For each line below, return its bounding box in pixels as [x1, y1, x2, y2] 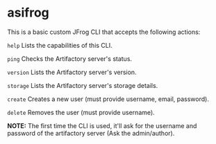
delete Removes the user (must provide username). [7, 108, 155, 116]
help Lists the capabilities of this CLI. [7, 41, 113, 49]
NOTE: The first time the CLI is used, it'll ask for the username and [7, 121, 197, 129]
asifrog [7, 5, 50, 21]
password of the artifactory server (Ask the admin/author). [7, 129, 175, 137]
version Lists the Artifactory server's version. [7, 68, 137, 76]
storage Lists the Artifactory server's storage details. [7, 81, 158, 89]
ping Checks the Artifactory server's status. [7, 54, 133, 63]
